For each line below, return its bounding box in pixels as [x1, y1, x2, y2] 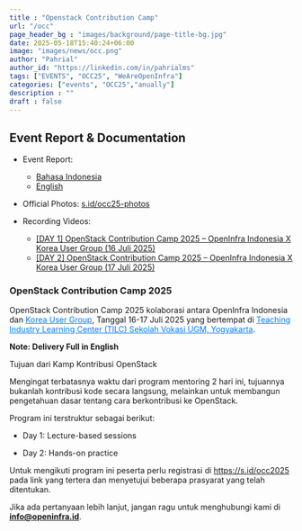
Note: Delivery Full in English [9, 341, 120, 352]
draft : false [9, 96, 63, 106]
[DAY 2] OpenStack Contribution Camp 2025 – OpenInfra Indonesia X [35, 253, 293, 264]
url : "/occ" [9, 22, 54, 31]
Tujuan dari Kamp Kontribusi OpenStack [9, 359, 157, 370]
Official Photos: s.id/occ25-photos [22, 199, 150, 210]
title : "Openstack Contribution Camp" [9, 13, 159, 22]
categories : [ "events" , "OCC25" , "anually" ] [9, 80, 175, 89]
